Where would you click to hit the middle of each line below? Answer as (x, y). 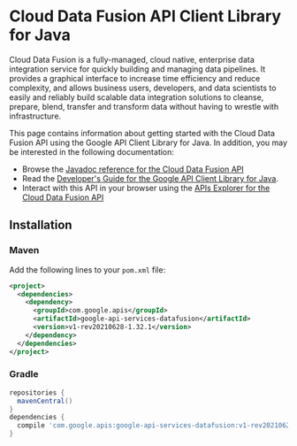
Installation (41, 225)
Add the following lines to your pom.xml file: (88, 269)
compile (31, 426)
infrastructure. (35, 116)
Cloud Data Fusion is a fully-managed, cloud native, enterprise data (132, 59)
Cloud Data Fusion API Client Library (145, 16)
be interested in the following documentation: (92, 151)
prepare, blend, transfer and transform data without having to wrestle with (144, 106)
